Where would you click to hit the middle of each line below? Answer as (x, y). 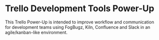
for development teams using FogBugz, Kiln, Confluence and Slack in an (78, 27)
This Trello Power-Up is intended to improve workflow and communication (80, 22)
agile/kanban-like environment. (36, 32)
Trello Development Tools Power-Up (80, 9)
